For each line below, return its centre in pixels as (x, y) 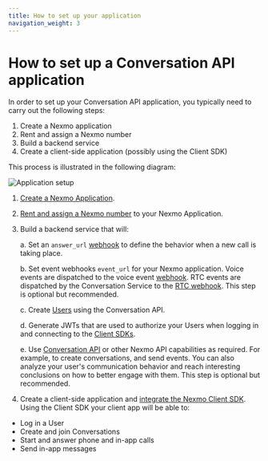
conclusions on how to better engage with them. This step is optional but (140, 375)
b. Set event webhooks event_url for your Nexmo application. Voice (132, 269)
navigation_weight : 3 (44, 23)
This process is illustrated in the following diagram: (92, 167)
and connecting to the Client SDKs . (78, 334)
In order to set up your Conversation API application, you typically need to (130, 102)
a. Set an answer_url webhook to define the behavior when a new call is (138, 245)
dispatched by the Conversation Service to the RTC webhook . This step (138, 286)
